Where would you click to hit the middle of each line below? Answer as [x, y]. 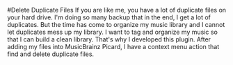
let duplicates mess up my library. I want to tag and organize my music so [112, 32]
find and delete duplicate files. [51, 54]
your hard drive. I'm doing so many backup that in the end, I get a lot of [109, 17]
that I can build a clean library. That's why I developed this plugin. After [109, 39]
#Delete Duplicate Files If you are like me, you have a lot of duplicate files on [117, 10]
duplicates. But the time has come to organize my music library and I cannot [116, 25]
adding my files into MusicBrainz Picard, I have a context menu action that [113, 47]
